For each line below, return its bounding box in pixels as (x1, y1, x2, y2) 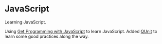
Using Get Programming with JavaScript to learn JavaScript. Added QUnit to (4, 28, 158, 34)
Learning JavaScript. (4, 19, 47, 25)
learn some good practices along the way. (4, 33, 89, 39)
